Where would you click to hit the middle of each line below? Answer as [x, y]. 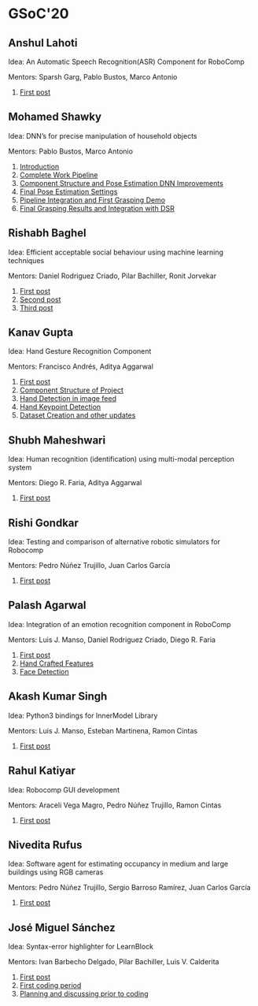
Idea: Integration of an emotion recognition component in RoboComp [120, 624]
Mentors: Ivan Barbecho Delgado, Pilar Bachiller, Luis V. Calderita [114, 962]
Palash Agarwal [47, 605]
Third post [36, 307]
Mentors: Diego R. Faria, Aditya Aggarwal [75, 483]
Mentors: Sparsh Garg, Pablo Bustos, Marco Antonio [93, 77]
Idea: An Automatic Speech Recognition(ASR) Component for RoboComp [127, 61]
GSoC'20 [39, 14]
